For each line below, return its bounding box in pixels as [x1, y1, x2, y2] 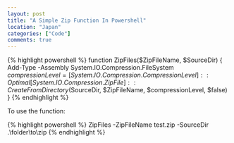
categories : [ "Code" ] [7, 30, 71, 37]
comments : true [7, 37, 52, 44]
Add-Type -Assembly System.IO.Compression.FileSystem [7, 63, 174, 72]
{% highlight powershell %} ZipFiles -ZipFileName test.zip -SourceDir [7, 120, 209, 129]
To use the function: [7, 107, 66, 116]
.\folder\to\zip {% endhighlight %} [7, 128, 106, 137]
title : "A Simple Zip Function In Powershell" [7, 17, 147, 24]
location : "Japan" [7, 23, 61, 30]
